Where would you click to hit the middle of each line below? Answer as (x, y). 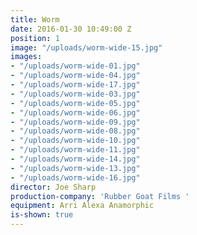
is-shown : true (42, 215)
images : (26, 57)
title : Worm (35, 19)
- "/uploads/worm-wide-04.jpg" (75, 76)
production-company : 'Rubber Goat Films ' (100, 196)
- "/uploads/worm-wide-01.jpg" (75, 66)
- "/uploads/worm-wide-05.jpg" (75, 103)
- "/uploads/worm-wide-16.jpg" (75, 177)
